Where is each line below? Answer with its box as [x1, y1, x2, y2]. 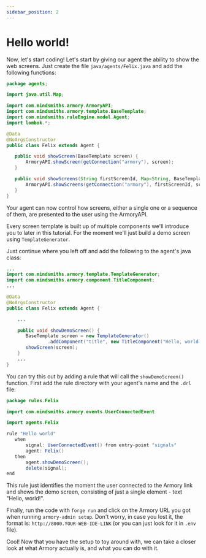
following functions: [6, 69, 56, 76]
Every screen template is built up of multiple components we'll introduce [6, 222, 189, 230]
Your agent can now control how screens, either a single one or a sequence [6, 204, 197, 212]
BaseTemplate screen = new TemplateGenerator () [25, 333, 150, 339]
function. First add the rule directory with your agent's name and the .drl [6, 379, 192, 386]
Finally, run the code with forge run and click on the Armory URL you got [6, 506, 191, 514]
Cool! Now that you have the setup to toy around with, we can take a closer [6, 538, 196, 546]
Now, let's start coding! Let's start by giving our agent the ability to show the [6, 56, 199, 63]
